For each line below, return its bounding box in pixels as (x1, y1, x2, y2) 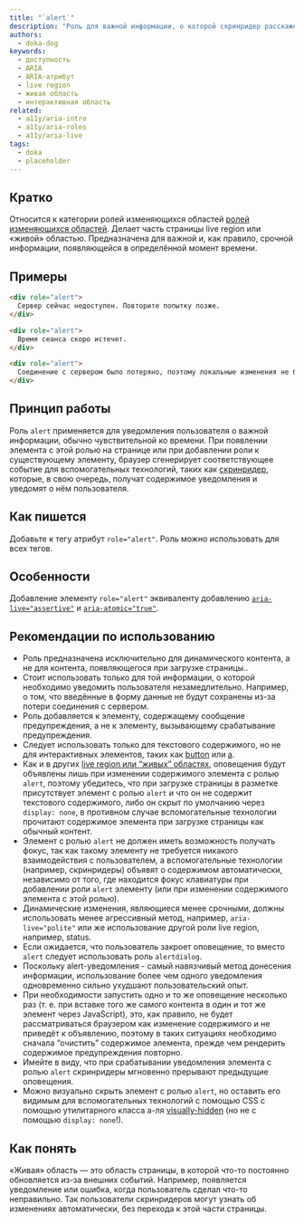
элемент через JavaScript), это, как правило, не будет (22, 1008, 233, 1019)
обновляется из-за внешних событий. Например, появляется (9, 1174, 247, 1186)
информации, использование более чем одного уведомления (22, 970, 262, 981)
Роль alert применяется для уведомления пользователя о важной (9, 425, 269, 435)
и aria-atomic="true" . (76, 603, 159, 614)
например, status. (22, 932, 92, 942)
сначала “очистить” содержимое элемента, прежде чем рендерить (22, 1037, 286, 1048)
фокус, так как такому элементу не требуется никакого (22, 846, 238, 856)
